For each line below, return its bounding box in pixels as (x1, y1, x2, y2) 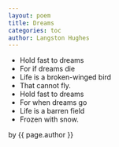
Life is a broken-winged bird (19, 72, 112, 82)
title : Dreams (8, 19, 55, 27)
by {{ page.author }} (8, 130, 73, 140)
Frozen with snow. (19, 114, 79, 124)
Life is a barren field (19, 106, 85, 116)
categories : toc (8, 26, 61, 34)
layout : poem (8, 11, 51, 20)
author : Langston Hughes (8, 33, 90, 42)
